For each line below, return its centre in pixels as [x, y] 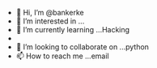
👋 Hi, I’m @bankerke [50, 13]
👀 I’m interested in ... [50, 21]
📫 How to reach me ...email [62, 56]
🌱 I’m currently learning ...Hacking [73, 30]
